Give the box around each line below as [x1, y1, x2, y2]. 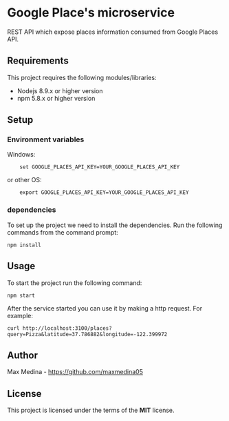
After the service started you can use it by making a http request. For [7, 304, 203, 312]
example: [7, 311, 33, 320]
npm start [7, 292, 36, 299]
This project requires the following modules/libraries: [7, 73, 157, 81]
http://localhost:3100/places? [22, 324, 112, 332]
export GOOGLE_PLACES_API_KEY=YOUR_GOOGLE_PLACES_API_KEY [19, 189, 189, 196]
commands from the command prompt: [7, 228, 118, 236]
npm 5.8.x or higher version [17, 94, 96, 102]
